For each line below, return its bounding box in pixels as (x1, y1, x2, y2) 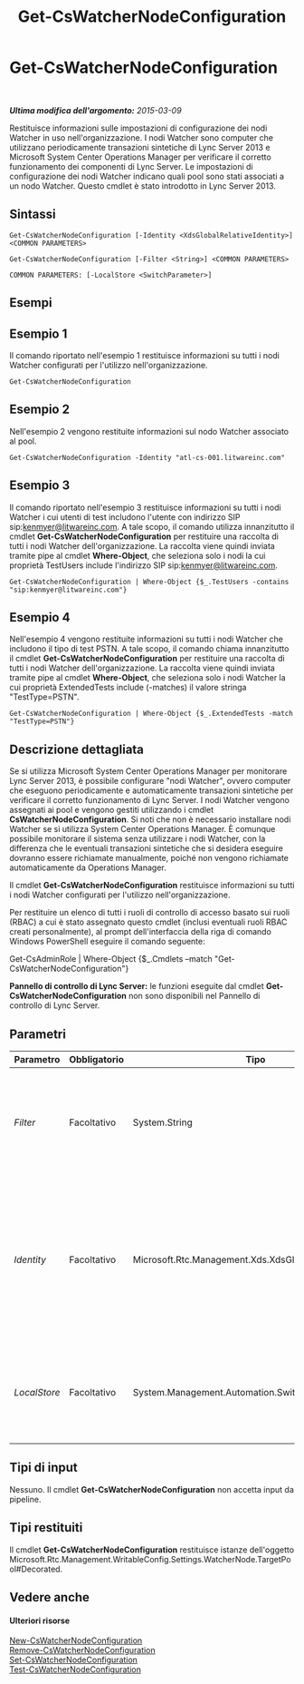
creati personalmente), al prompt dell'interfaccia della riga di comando (9, 926, 271, 937)
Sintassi (9, 207, 56, 222)
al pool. (9, 436, 37, 446)
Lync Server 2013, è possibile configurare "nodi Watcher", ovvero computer (9, 776, 291, 787)
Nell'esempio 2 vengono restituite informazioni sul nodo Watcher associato (9, 426, 290, 436)
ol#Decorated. (9, 1563, 63, 1574)
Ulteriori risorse (9, 1615, 71, 1626)
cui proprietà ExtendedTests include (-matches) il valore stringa (9, 682, 247, 693)
